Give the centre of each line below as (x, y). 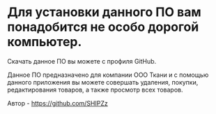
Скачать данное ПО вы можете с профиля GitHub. (82, 61)
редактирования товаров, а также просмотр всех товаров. (95, 90)
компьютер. (45, 42)
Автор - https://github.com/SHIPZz (57, 103)
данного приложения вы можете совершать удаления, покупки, (103, 82)
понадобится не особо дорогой (103, 27)
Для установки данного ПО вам (104, 12)
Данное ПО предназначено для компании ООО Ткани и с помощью (108, 75)
